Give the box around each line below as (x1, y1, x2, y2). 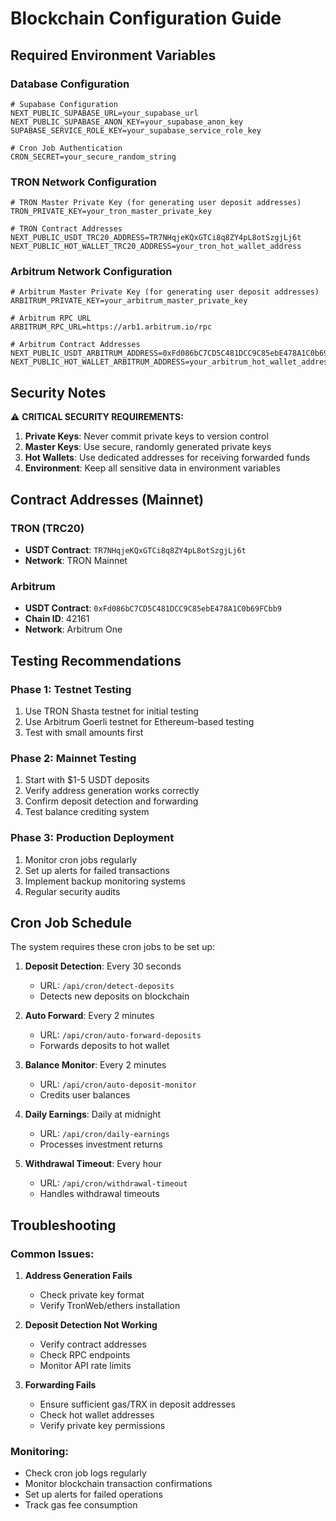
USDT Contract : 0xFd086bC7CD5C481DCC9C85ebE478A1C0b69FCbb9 (24, 602, 282, 614)
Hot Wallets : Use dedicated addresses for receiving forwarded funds (24, 452, 311, 464)
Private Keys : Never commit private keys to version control (24, 430, 269, 442)
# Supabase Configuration (10, 99, 118, 109)
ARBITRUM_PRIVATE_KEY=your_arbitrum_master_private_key (10, 296, 248, 306)
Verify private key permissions (39, 1420, 166, 1432)
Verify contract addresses (39, 1338, 147, 1351)
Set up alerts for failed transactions (24, 864, 170, 876)
